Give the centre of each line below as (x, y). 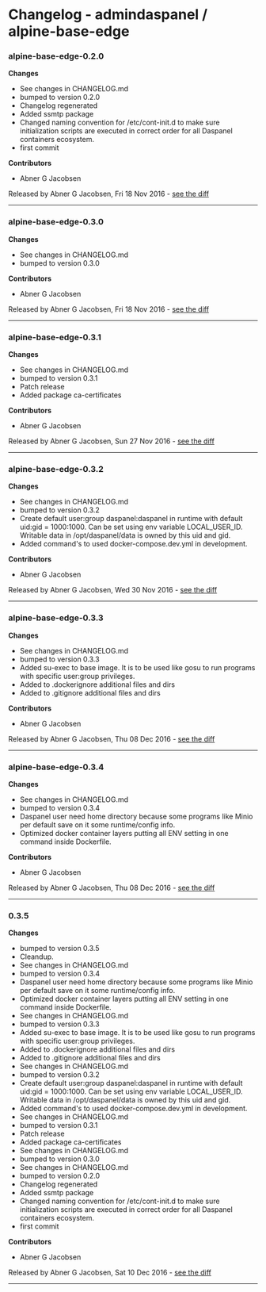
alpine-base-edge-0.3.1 (55, 337)
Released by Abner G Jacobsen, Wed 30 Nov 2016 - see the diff (113, 590)
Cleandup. (36, 957)
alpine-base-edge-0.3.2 (56, 469)
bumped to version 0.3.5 (59, 949)
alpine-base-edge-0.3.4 (56, 767)
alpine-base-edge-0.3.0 (56, 222)
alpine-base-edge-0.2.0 (56, 56)
